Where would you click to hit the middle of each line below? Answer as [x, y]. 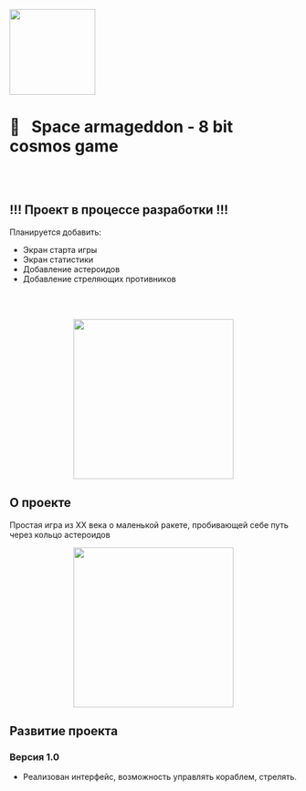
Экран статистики [58, 259]
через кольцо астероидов [60, 534]
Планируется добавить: [56, 232]
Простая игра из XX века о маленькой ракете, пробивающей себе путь [149, 524]
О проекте [40, 503]
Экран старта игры [60, 249]
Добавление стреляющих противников [99, 279]
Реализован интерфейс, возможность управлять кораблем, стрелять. [159, 777]
